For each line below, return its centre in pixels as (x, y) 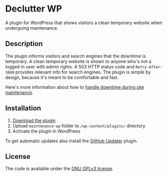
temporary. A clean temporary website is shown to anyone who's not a (78, 61)
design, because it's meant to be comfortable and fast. (62, 77)
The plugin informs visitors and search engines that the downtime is (75, 56)
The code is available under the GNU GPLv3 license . (59, 168)
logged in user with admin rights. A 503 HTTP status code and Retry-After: (84, 66)
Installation (23, 108)
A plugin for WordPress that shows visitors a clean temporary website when (84, 23)
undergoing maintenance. (32, 28)
